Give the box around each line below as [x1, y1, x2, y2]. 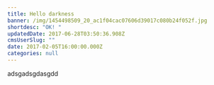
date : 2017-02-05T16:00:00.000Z [7, 43, 103, 50]
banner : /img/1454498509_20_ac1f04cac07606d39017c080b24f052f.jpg [7, 17, 208, 24]
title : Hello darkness [7, 10, 74, 18]
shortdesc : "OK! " [7, 23, 62, 30]
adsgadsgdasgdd [7, 69, 59, 78]
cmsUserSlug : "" [7, 37, 55, 44]
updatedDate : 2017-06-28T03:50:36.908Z [7, 30, 125, 38]
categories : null [7, 50, 59, 57]
